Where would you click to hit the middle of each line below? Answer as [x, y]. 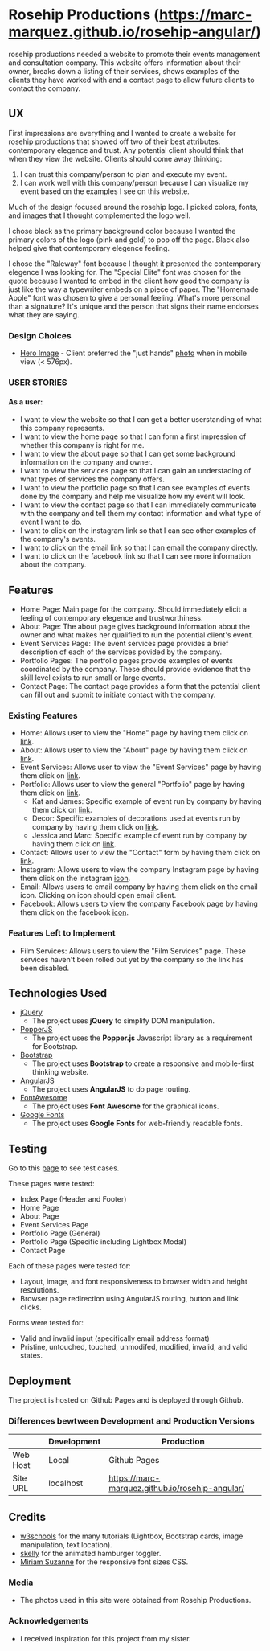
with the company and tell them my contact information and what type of [140, 514]
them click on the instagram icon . [75, 879]
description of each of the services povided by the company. [121, 652]
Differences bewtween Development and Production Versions [131, 1420]
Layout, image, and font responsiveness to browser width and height [133, 1282]
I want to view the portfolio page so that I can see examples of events [135, 488]
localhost [65, 1483]
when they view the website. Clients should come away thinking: [115, 158]
